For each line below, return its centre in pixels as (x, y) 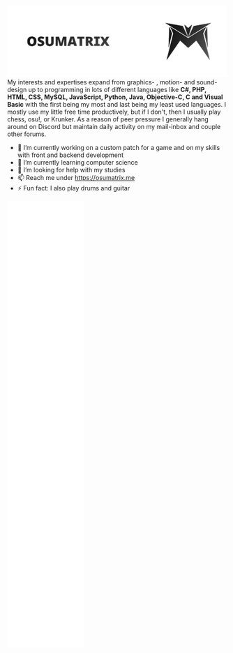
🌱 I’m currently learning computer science (77, 162)
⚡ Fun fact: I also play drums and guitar (74, 188)
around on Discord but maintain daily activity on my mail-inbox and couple (114, 126)
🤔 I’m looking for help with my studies (71, 170)
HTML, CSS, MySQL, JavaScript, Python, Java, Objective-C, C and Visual (115, 97)
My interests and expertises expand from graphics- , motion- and (101, 82)
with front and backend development (70, 155)
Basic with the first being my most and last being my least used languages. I (117, 104)
